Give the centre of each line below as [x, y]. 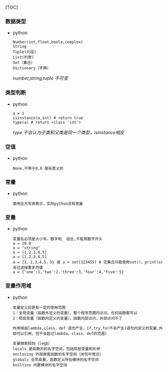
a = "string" [26, 248]
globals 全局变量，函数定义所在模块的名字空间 [56, 360]
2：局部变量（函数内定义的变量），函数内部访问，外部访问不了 [67, 318]
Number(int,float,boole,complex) [48, 42]
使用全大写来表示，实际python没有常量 [48, 204]
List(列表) [23, 57]
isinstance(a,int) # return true [48, 118]
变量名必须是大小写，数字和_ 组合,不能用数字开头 [57, 239]
